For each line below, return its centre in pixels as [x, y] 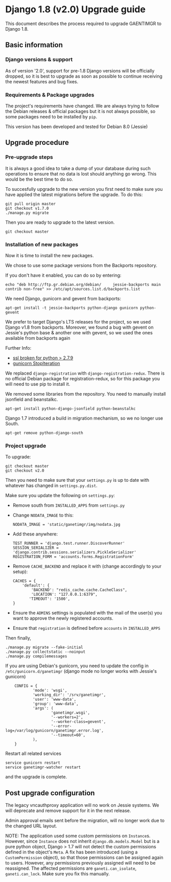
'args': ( [43, 708]
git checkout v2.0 [25, 471]
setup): [20, 572]
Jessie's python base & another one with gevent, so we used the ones [79, 332]
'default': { [36, 585]
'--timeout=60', [68, 735]
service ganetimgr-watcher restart [43, 767]
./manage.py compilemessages [36, 656]
